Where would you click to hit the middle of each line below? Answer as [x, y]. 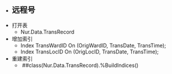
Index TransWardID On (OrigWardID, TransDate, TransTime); [93, 45]
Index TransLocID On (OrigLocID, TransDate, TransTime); [90, 52]
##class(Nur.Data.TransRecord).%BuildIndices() [80, 65]
